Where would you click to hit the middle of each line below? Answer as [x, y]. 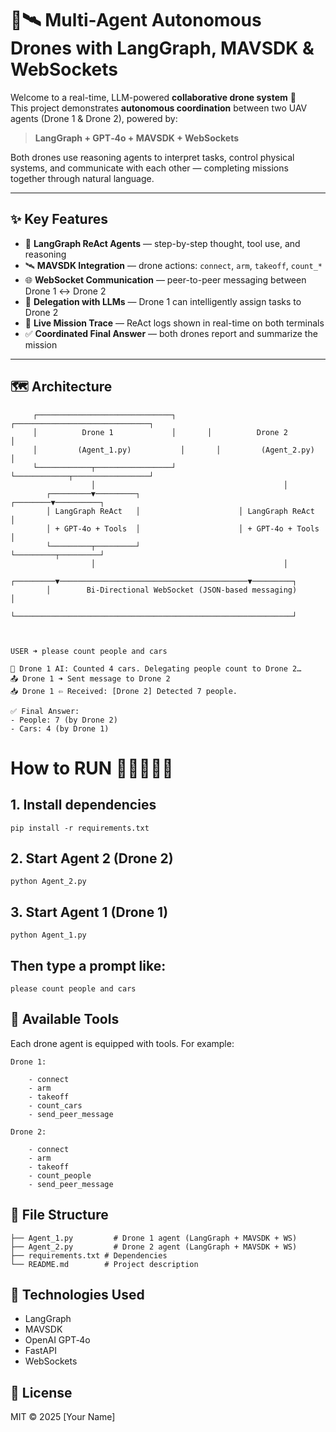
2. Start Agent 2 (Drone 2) [92, 858]
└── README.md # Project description [104, 1264]
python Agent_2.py [48, 882]
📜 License [41, 1392]
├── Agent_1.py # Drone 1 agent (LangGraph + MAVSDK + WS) [154, 1238]
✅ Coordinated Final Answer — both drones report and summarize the [171, 333]
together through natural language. [82, 178]
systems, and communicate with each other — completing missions [149, 168]
